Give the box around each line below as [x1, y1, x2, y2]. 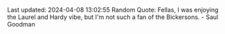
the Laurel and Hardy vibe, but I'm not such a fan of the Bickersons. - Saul [7, 13, 219, 21]
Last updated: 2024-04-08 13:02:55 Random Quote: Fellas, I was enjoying [7, 6, 219, 14]
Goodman [7, 20, 36, 28]
